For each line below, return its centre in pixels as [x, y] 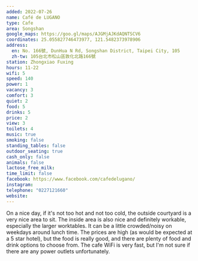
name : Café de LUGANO [33, 17]
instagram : [20, 185]
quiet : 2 [17, 101]
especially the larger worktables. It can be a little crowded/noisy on [89, 226]
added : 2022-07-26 [29, 12]
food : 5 [16, 106]
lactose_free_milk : [31, 168]
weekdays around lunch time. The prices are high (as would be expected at [99, 232]
